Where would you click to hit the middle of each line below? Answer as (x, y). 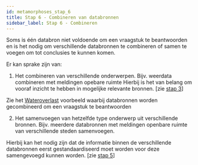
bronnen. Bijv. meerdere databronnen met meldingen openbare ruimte (101, 125)
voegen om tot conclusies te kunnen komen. (61, 53)
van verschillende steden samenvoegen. (65, 131)
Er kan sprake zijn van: (34, 64)
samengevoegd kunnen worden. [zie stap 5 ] (61, 155)
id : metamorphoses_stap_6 (38, 12)
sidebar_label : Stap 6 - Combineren (52, 23)
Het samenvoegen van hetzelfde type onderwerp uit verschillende (96, 118)
